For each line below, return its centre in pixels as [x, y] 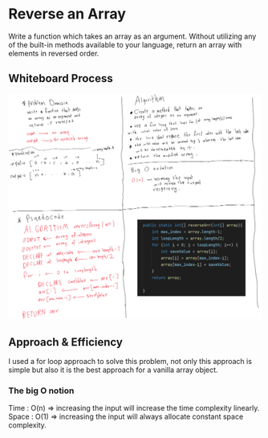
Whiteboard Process [61, 78]
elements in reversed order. [54, 53]
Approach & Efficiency [65, 342]
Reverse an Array [67, 14]
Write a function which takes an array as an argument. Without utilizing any [132, 36]
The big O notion [41, 391]
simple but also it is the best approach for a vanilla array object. [113, 370]
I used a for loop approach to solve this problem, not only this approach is [130, 361]
